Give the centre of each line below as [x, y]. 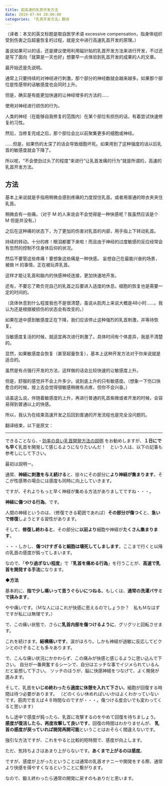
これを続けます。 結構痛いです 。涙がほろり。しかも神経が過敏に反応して [79, 641]
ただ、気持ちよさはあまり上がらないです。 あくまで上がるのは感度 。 [75, 751]
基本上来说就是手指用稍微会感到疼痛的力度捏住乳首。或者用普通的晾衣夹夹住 [84, 197]
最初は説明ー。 [20, 464]
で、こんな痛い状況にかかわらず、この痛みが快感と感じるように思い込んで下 [84, 658]
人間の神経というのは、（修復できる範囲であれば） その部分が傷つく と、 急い [83, 512]
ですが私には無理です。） [30, 614]
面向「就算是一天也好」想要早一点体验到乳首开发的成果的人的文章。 [88, 57]
